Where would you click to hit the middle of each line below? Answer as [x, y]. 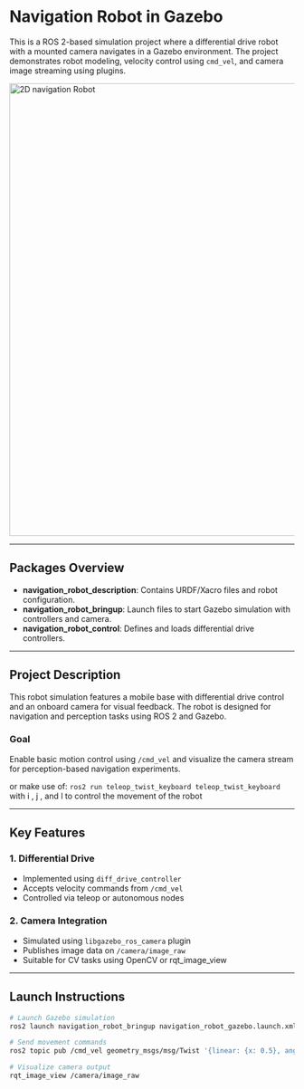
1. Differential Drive [52, 859]
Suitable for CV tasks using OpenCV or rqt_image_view [125, 960]
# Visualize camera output [60, 1067]
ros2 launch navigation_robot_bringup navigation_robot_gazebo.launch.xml [153, 1026]
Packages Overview [67, 568]
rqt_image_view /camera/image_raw [75, 1076]
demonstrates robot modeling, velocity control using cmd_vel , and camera [147, 61]
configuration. [48, 599]
